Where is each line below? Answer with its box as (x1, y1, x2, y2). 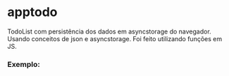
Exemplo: (7, 59, 41, 69)
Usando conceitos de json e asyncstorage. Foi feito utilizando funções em (7, 34, 223, 43)
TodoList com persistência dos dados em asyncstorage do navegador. (7, 27, 211, 36)
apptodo (7, 4, 58, 20)
